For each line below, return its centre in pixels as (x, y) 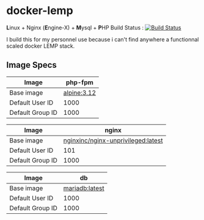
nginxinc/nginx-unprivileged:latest (113, 140)
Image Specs (31, 65)
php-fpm (80, 82)
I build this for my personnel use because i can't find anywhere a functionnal (103, 39)
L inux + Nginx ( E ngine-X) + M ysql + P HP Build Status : (75, 28)
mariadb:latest (84, 188)
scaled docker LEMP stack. (41, 46)
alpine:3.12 (80, 92)
